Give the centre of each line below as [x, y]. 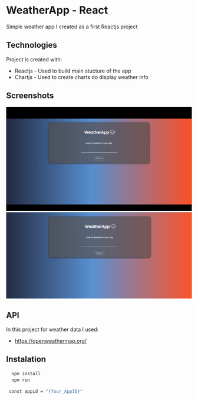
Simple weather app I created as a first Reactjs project [72, 27]
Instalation [26, 360]
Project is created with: [34, 59]
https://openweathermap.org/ [51, 341]
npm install [26, 373]
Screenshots [30, 96]
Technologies [32, 45]
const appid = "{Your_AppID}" [46, 391]
